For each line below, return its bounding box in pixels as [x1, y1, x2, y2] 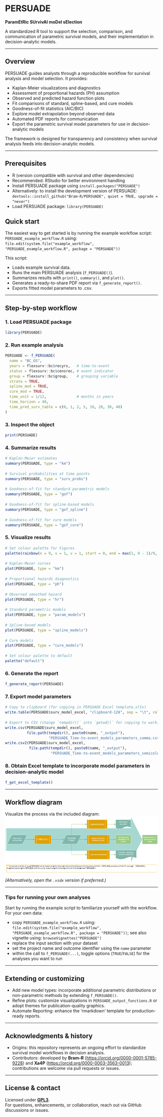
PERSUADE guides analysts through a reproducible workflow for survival [5, 70, 150, 76]
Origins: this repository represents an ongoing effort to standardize [12, 1045, 147, 1050]
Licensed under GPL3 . [5, 1097, 50, 1102]
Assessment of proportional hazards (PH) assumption [12, 90, 120, 96]
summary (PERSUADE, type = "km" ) [5, 461, 70, 466]
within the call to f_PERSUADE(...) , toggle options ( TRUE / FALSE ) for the [12, 951, 150, 957]
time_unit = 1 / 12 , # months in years [9, 394, 114, 399]
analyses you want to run [12, 956, 63, 961]
